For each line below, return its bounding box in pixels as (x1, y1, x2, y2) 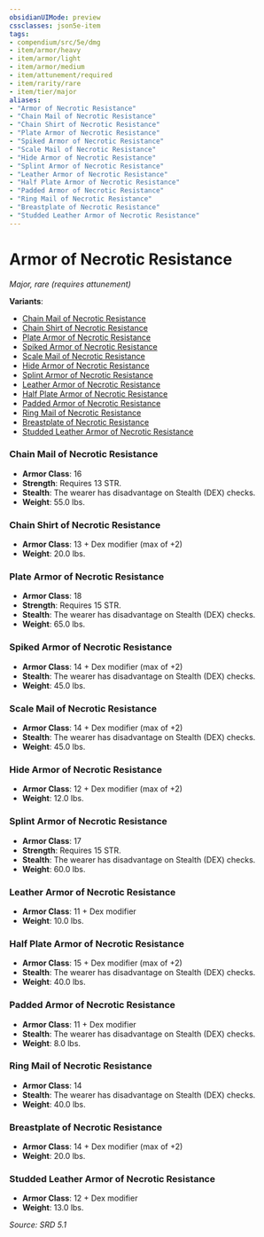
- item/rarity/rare (9, 79, 82, 88)
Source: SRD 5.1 (9, 1219, 67, 1230)
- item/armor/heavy (9, 46, 82, 55)
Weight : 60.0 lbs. (21, 863, 86, 874)
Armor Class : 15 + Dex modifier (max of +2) (21, 957, 183, 968)
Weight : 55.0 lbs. (21, 496, 86, 507)
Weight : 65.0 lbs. (21, 618, 86, 630)
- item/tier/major (9, 87, 77, 96)
